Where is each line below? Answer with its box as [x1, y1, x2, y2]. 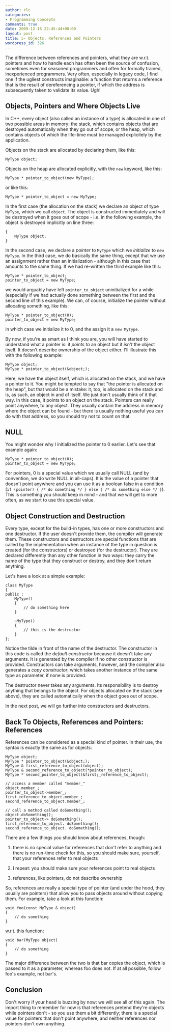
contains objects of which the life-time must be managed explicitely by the [5, 131, 162, 137]
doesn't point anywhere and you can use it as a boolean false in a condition [5, 481, 164, 487]
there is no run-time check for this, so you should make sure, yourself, [12, 850, 160, 856]
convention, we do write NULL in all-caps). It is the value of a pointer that [5, 476, 159, 482]
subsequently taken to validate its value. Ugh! [5, 87, 101, 93]
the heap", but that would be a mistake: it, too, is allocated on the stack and [5, 386, 163, 392]
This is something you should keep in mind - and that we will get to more [5, 492, 158, 498]
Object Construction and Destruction [5, 512, 125, 520]
